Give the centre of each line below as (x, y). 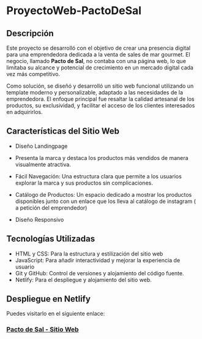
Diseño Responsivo (39, 219)
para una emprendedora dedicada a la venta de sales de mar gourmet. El (99, 55)
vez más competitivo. (33, 74)
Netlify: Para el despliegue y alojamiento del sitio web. (83, 280)
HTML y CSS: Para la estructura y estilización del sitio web (89, 253)
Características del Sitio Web (63, 131)
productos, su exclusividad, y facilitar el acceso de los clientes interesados (101, 105)
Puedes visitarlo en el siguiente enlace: (56, 314)
